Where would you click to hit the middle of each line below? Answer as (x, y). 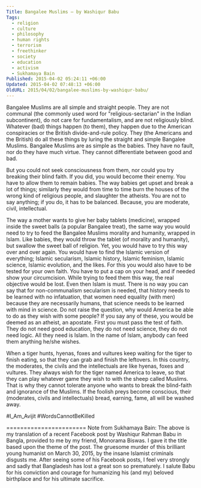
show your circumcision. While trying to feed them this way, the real (90, 277)
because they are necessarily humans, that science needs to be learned (95, 303)
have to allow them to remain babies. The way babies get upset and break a (100, 183)
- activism (25, 68)
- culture (24, 29)
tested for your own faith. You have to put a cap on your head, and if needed (101, 271)
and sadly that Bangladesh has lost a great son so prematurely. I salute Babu (101, 466)
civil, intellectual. (27, 208)
